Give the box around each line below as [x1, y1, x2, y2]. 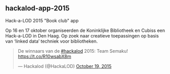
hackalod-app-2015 [5, 4, 70, 13]
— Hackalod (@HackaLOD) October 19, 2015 [17, 63, 112, 69]
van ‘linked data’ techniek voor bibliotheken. [5, 38, 98, 44]
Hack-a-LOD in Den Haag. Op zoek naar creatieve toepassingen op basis [5, 32, 159, 39]
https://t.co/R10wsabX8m [17, 53, 71, 59]
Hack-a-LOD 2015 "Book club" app [5, 17, 79, 23]
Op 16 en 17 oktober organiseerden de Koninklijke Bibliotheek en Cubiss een [5, 27, 165, 33]
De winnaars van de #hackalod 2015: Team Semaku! [17, 48, 129, 54]
